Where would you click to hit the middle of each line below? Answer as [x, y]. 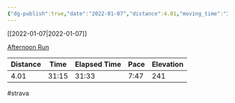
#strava [18, 93]
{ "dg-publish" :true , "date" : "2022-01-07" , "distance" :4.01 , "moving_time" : [115, 14]
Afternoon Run [28, 47]
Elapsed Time [98, 64]
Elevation [168, 64]
